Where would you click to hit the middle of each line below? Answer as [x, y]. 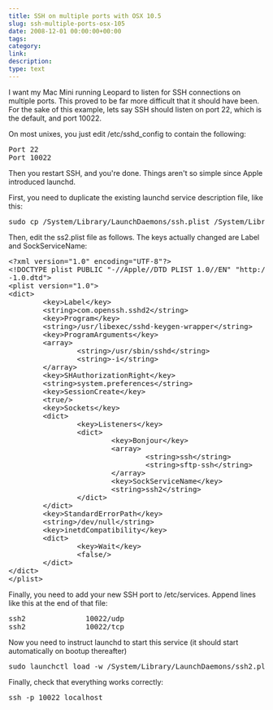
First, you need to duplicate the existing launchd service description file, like [136, 197]
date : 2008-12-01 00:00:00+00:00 [65, 31]
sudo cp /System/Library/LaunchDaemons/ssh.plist [109, 221]
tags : [17, 39]
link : [17, 54]
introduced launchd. [42, 182]
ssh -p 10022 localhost [56, 697]
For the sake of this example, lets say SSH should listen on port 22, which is [135, 109]
